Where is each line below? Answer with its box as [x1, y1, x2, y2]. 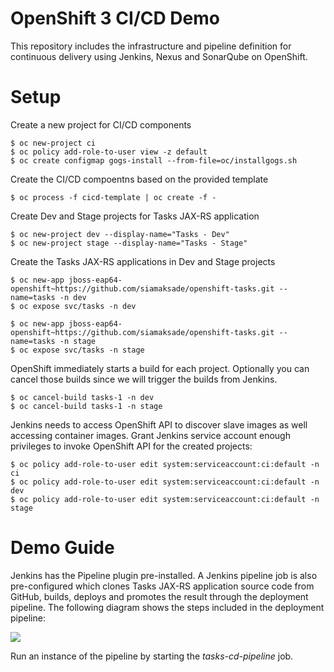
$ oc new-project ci [10, 138, 97, 148]
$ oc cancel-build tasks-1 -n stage [10, 401, 163, 411]
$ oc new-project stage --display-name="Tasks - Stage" [10, 238, 248, 248]
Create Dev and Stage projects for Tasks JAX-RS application [10, 210, 260, 222]
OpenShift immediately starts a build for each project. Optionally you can [10, 362, 310, 374]
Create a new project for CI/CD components [10, 118, 192, 131]
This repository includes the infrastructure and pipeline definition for [10, 40, 292, 52]
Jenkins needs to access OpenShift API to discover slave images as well [10, 418, 308, 431]
